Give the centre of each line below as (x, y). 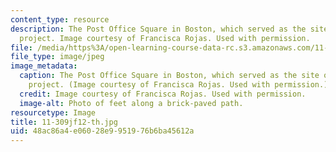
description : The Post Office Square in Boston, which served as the (158, 29)
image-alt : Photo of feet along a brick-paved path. (131, 103)
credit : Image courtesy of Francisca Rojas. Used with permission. (163, 94)
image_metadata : (44, 66)
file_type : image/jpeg (57, 57)
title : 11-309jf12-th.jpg (64, 122)
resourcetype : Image (53, 112)
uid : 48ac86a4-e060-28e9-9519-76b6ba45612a (102, 131)
